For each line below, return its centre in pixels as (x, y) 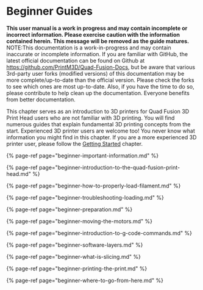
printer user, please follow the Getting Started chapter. (75, 143)
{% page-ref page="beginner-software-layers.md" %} (75, 245)
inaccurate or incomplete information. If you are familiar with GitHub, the (97, 54)
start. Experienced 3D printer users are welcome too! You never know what (101, 131)
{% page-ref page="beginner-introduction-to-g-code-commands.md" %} (99, 233)
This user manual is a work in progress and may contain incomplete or (97, 28)
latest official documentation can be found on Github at (76, 60)
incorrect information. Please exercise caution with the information (93, 34)
